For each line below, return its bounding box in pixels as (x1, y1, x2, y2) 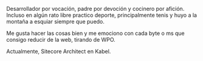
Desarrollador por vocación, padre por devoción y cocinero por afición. (6, 5, 185, 12)
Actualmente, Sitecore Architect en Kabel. (6, 48, 111, 55)
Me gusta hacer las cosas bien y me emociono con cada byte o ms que (6, 30, 185, 37)
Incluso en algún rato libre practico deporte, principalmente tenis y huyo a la (6, 11, 198, 19)
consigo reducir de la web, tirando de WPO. (6, 36, 115, 43)
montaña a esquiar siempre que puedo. (6, 18, 105, 25)
